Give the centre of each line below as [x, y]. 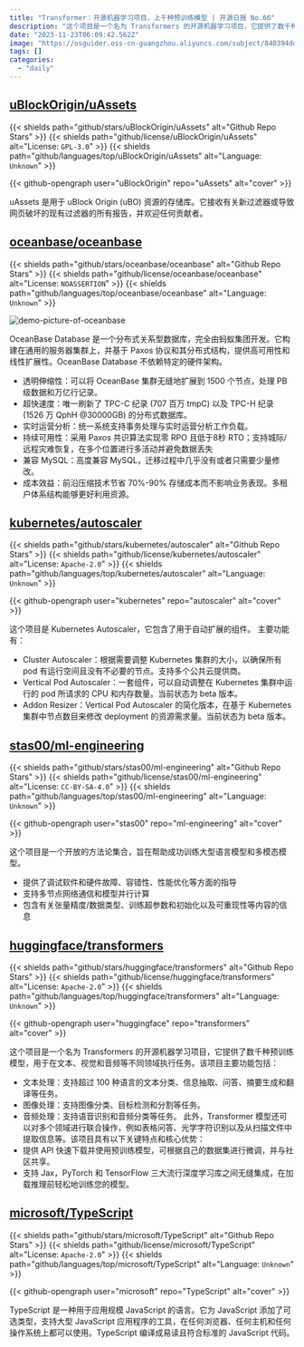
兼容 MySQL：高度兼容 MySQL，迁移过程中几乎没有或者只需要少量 [147, 460]
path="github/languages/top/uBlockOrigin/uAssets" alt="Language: [136, 156]
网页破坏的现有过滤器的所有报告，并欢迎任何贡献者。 [109, 213]
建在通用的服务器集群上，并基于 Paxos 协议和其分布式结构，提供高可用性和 [150, 350]
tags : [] [26, 52]
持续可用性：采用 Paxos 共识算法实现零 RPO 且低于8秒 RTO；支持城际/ [155, 437]
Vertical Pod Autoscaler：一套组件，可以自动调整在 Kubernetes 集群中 [153, 683]
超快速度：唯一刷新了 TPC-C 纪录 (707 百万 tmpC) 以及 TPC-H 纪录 [148, 403]
